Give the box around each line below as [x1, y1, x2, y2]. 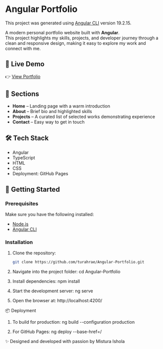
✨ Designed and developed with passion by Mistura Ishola [5, 339, 125, 345]
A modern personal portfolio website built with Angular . [5, 29, 120, 35]
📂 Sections [5, 90, 39, 98]
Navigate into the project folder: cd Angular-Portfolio [12, 269, 121, 275]
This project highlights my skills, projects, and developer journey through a [5, 35, 159, 41]
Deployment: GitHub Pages [12, 171, 68, 177]
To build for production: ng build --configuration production [12, 319, 135, 325]
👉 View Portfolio [5, 73, 41, 79]
